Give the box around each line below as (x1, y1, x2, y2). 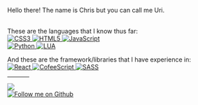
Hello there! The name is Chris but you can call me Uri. (7, 6, 165, 14)
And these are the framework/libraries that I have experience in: (7, 55, 191, 64)
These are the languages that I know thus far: (7, 27, 139, 35)
